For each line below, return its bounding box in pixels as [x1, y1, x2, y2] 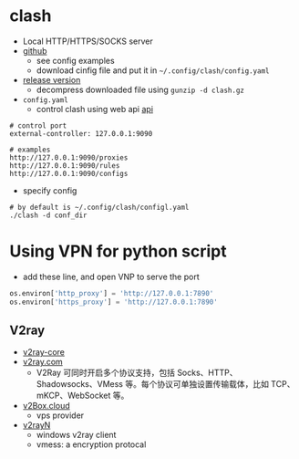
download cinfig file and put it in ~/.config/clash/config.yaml [36, 65, 270, 76]
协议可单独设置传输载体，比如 [156, 379, 269, 390]
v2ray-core [22, 347, 66, 358]
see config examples [36, 55, 116, 66]
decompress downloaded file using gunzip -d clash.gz [36, 84, 244, 95]
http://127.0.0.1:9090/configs [9, 169, 129, 178]
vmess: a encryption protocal [36, 439, 147, 450]
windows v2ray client [36, 430, 117, 441]
